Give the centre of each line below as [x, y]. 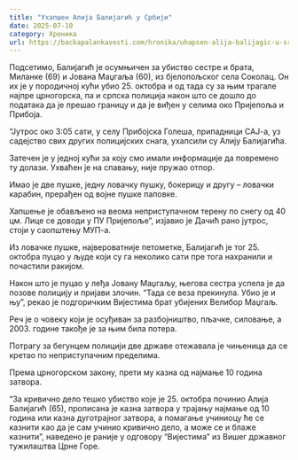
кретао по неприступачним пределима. [85, 355]
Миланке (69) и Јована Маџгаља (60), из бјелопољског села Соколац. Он [149, 77]
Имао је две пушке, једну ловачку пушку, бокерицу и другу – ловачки [142, 185]
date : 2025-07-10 [41, 26]
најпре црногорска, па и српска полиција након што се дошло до [133, 96]
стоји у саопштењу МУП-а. [60, 230]
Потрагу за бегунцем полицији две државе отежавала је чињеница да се [149, 346]
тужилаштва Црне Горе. [55, 446]
